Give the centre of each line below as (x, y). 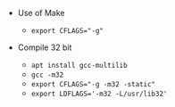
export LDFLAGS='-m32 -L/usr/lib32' (99, 94)
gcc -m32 (47, 75)
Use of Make (41, 13)
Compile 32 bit (45, 47)
